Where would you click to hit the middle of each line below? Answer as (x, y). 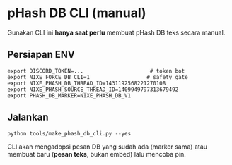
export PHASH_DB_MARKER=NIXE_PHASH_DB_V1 (69, 96)
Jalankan (28, 117)
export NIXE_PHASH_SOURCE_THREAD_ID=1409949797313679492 (93, 90)
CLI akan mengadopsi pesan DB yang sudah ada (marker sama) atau (107, 147)
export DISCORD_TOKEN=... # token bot (96, 71)
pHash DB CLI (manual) (77, 13)
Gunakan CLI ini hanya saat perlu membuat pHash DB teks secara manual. (116, 32)
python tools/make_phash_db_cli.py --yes (69, 133)
